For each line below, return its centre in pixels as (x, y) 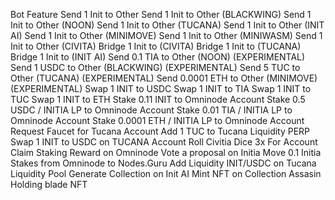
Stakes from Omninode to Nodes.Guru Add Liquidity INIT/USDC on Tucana (163, 163)
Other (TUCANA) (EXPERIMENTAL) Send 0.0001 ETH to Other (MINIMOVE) (164, 78)
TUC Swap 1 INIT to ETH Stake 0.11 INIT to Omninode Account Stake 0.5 (158, 99)
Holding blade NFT (49, 184)
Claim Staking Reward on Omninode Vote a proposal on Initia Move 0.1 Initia (166, 152)
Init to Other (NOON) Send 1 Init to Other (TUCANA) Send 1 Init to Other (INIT (167, 25)
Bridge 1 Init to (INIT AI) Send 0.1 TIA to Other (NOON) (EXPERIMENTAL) (158, 57)
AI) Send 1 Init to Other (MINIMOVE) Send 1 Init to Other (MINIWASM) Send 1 (166, 35)
